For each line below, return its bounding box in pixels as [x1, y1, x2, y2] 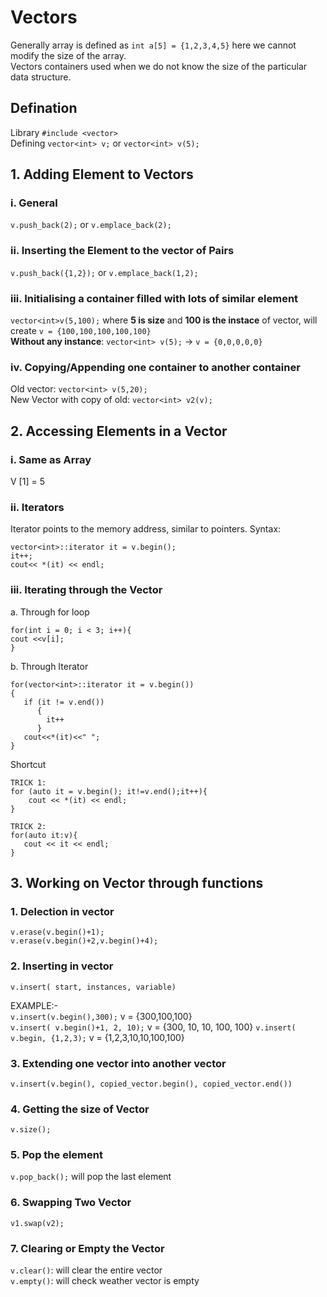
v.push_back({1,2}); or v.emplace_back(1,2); [10, 266, 199, 278]
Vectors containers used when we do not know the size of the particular [10, 60, 308, 72]
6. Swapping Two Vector [10, 1196, 132, 1210]
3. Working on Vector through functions [10, 875, 264, 891]
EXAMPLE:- [10, 999, 59, 1011]
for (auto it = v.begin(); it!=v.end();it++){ [10, 786, 208, 796]
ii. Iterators [10, 500, 65, 514]
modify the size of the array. [10, 49, 127, 61]
